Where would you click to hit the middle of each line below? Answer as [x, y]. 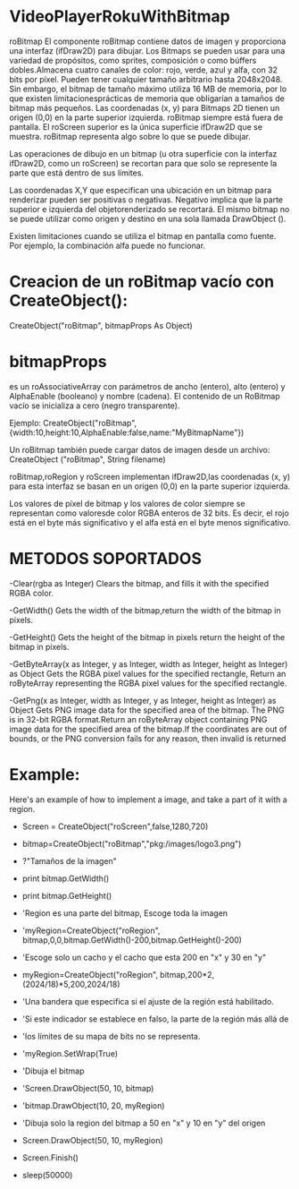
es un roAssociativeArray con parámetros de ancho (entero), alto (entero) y [147, 386]
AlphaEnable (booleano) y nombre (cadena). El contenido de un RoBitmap [145, 396]
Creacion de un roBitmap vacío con [142, 282]
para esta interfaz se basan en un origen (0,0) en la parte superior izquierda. [150, 486]
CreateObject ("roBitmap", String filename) [88, 459]
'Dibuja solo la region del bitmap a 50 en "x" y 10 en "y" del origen [144, 1123]
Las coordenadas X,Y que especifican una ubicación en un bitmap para [141, 190]
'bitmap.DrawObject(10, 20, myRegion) [93, 1105]
